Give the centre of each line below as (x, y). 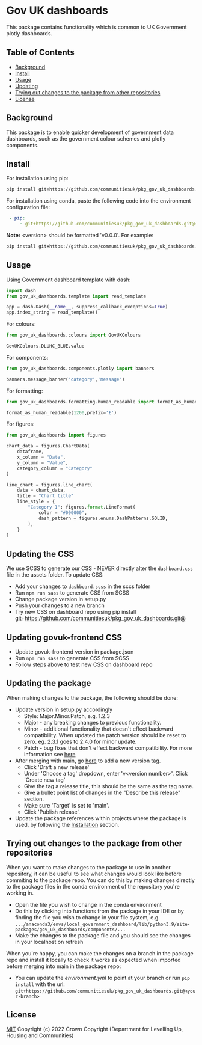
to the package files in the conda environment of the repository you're (93, 886)
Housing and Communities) (40, 1035)
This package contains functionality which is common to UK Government (97, 27)
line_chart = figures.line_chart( (50, 485)
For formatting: (25, 391)
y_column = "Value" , (43, 463)
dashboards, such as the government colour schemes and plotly (86, 138)
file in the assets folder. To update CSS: (55, 575)
